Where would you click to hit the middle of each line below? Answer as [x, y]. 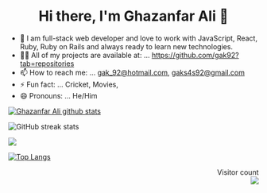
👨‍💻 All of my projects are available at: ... [85, 55]
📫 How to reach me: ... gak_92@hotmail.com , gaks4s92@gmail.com [132, 72]
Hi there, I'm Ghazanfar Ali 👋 [133, 16]
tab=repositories [47, 64]
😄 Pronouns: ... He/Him [58, 95]
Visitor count [238, 172]
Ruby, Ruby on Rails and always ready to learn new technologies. [126, 46]
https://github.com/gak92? [195, 55]
